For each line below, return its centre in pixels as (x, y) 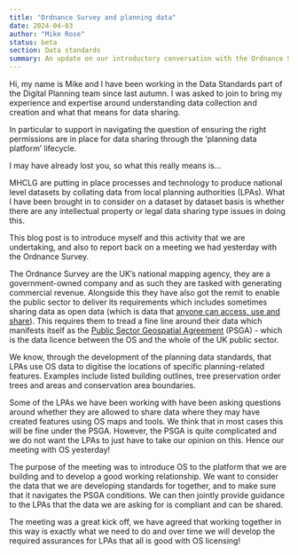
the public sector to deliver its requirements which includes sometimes (138, 302)
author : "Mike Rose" (47, 34)
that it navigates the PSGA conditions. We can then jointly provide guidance (147, 495)
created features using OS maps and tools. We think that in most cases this (146, 421)
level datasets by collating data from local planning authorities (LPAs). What (147, 192)
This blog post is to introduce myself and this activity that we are (127, 238)
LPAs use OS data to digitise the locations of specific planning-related (137, 366)
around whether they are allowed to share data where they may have (135, 412)
